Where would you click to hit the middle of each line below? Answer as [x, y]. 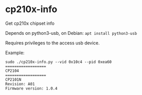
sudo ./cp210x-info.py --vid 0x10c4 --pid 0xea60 [59, 62]
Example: [15, 53]
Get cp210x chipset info [30, 23]
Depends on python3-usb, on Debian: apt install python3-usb [71, 33]
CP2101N [13, 79]
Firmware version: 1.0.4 [31, 88]
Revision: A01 [20, 84]
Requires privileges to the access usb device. [53, 43]
